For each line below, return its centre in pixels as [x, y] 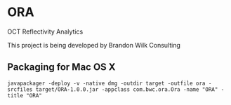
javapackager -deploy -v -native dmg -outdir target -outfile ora [106, 83]
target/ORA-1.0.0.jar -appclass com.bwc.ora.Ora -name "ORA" [127, 89]
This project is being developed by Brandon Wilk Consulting [94, 45]
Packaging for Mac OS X [61, 67]
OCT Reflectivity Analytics [45, 31]
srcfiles [20, 89]
